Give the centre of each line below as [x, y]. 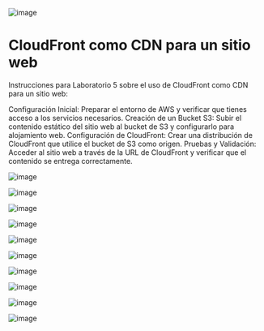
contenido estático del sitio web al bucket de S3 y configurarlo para [121, 127]
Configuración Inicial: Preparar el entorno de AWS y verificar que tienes [128, 109]
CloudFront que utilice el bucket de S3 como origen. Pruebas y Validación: [132, 144]
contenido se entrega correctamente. [70, 161]
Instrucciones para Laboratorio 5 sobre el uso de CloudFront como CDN [128, 84]
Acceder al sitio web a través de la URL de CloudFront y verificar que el [128, 152]
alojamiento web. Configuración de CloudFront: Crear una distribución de [131, 135]
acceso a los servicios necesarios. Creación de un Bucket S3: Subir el [125, 118]
